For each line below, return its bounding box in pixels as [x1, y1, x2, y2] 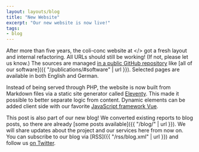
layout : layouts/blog [6, 8, 60, 15]
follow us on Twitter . [6, 140, 56, 147]
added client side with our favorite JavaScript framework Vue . [6, 103, 158, 110]
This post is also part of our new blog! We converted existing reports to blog [6, 114, 194, 122]
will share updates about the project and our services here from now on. [6, 127, 184, 134]
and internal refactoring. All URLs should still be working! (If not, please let [6, 53, 189, 61]
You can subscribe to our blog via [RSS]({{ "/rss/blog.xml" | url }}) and [6, 133, 179, 140]
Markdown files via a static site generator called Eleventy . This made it [6, 90, 179, 97]
